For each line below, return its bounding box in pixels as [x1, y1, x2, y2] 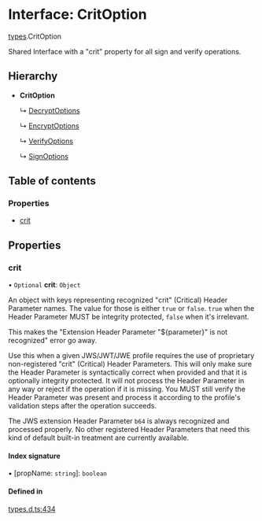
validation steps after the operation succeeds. [8, 401, 157, 411]
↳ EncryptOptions [19, 120, 80, 131]
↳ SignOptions [19, 151, 69, 161]
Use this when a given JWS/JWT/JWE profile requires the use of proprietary [8, 351, 255, 360]
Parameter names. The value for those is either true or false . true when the [8, 304, 255, 313]
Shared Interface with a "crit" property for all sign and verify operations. [8, 46, 242, 56]
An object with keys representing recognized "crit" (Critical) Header [8, 295, 228, 305]
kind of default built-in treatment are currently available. [8, 433, 190, 442]
